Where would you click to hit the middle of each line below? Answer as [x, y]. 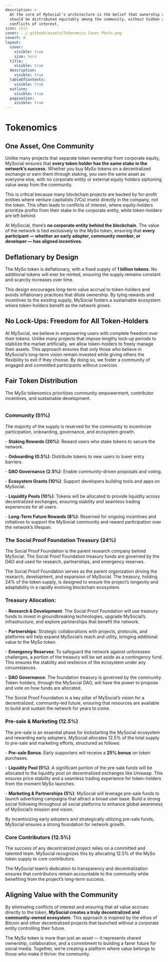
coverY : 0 [15, 38]
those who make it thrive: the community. [48, 953]
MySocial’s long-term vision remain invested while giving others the [75, 354]
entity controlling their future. [35, 928]
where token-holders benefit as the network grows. [58, 305]
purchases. [17, 758]
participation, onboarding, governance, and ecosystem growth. [70, 431]
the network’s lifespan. [28, 527]
